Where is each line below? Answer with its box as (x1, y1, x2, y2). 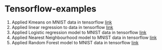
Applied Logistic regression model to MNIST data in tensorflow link (11, 29, 147, 35)
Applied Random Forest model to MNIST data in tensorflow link (11, 39, 139, 45)
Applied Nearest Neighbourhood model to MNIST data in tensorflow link (11, 35, 157, 40)
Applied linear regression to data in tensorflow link (11, 24, 114, 30)
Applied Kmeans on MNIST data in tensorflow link (11, 19, 112, 25)
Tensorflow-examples (4, 3, 96, 14)
